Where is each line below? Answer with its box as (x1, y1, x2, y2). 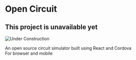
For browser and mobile (5, 50, 53, 56)
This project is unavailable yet (5, 23, 98, 31)
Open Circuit (5, 3, 57, 15)
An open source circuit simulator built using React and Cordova (5, 45, 132, 51)
